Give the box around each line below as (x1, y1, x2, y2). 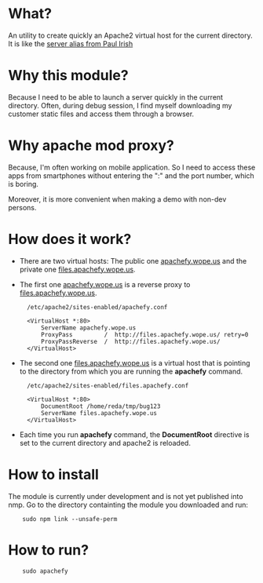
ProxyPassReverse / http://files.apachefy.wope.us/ (40, 337, 221, 345)
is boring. (8, 179, 39, 188)
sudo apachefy (22, 567, 68, 575)
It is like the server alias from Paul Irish (8, 38, 133, 48)
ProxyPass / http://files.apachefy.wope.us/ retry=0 (40, 330, 249, 338)
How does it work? (8, 231, 132, 248)
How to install (8, 465, 100, 483)
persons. (8, 202, 37, 212)
